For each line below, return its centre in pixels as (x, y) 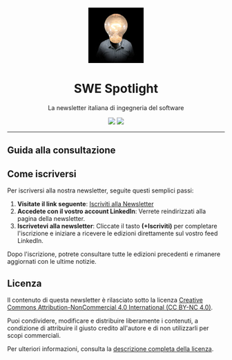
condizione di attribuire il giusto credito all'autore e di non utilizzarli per (108, 328)
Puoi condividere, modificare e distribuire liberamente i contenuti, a (103, 321)
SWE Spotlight (116, 89)
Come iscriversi (42, 174)
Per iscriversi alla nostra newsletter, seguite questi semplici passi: (100, 190)
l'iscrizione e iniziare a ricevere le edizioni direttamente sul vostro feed (117, 233)
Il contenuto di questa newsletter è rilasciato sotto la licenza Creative (105, 300)
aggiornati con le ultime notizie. (52, 262)
